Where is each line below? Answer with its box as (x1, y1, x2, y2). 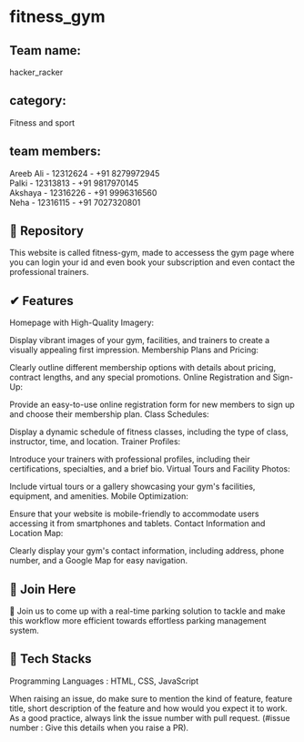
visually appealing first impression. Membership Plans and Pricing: (9, 344, 259, 356)
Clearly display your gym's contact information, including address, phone (9, 545, 285, 556)
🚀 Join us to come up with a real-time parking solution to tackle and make (9, 605, 286, 616)
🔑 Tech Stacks (9, 651, 93, 666)
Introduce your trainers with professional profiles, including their (9, 453, 250, 465)
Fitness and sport (9, 117, 76, 128)
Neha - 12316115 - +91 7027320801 (9, 197, 141, 208)
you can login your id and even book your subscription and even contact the (9, 257, 296, 268)
